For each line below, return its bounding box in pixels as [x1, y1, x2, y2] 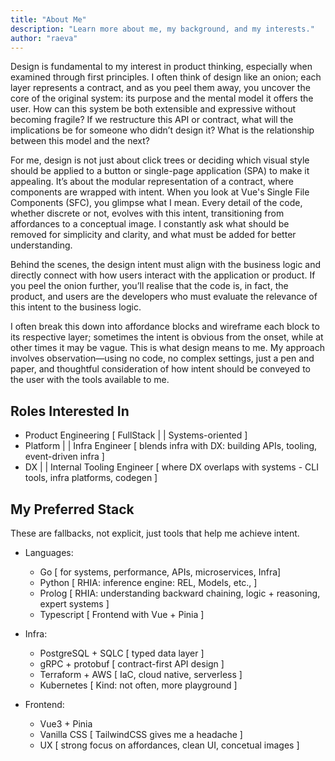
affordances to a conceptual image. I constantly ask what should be [10, 218, 290, 230]
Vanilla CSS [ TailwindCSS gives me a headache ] [39, 729, 243, 740]
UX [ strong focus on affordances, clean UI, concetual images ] [39, 739, 300, 751]
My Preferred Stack [10, 501, 135, 518]
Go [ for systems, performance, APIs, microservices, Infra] [39, 566, 282, 578]
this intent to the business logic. [10, 301, 142, 313]
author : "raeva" [10, 33, 78, 43]
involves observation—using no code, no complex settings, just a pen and [10, 352, 315, 365]
